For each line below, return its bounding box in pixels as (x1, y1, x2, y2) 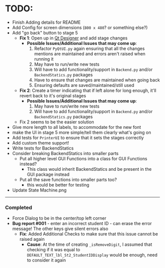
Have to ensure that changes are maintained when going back (34, 77, 160, 83)
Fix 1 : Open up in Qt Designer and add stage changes (19, 35, 128, 41)
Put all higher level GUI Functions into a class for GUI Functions (19, 155, 147, 161)
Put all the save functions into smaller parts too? (19, 176, 117, 183)
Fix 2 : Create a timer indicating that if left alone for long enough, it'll (19, 87, 156, 93)
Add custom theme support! (12, 140, 69, 146)
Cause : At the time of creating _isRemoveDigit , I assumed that (27, 241, 152, 247)
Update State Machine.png (12, 187, 67, 193)
